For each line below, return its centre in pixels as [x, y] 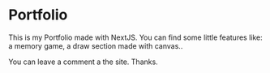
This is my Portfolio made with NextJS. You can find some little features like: [135, 37]
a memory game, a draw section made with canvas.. [96, 45]
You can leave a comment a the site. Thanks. [83, 62]
